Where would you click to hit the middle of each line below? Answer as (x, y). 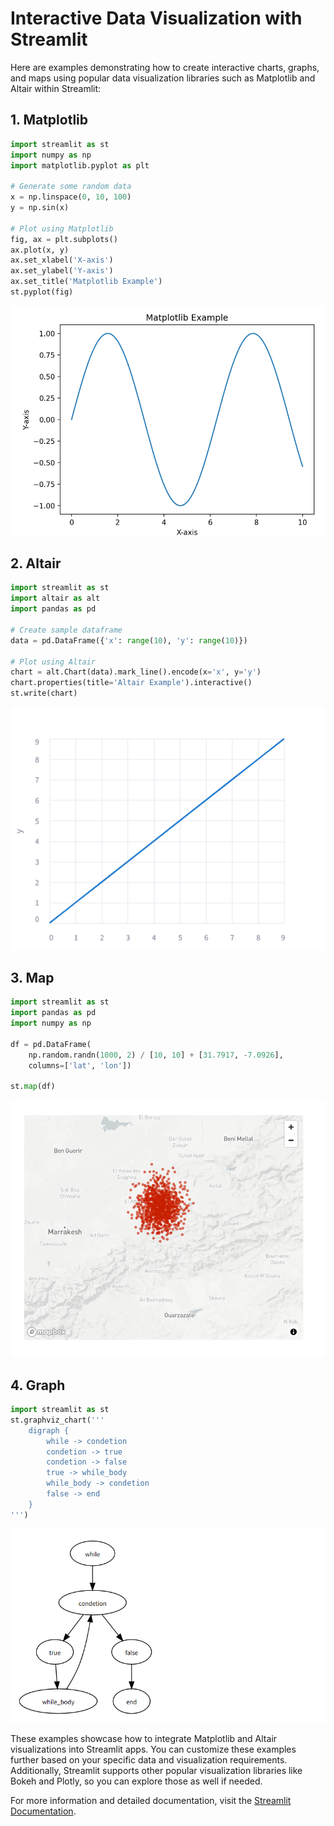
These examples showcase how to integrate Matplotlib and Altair (144, 1739)
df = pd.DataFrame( (51, 1044)
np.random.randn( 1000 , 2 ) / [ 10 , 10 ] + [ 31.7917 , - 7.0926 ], (156, 1055)
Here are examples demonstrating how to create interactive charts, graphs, (165, 67)
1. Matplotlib (49, 120)
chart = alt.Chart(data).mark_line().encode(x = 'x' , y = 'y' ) (136, 672)
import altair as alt (55, 598)
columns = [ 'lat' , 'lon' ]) (80, 1065)
